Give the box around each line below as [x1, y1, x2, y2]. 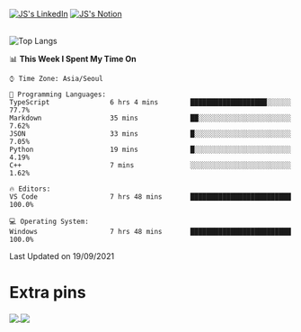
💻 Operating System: [9, 217, 90, 226]
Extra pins [9, 283, 87, 303]
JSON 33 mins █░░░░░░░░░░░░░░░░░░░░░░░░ [9, 130, 292, 139]
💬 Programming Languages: [9, 90, 106, 99]
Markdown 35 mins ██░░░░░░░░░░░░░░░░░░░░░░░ [9, 113, 292, 122]
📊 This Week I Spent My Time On [9, 54, 137, 64]
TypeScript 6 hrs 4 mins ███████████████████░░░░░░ [9, 98, 292, 107]
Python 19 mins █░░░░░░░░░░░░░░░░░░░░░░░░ [9, 145, 292, 154]
